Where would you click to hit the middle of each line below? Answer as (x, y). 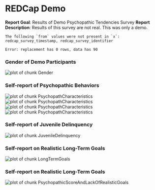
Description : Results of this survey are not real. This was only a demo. (77, 27)
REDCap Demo (35, 9)
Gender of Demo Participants (41, 62)
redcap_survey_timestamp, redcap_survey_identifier (59, 41)
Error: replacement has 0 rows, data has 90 (51, 49)
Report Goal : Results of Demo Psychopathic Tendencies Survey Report (77, 22)
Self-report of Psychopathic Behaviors (52, 85)
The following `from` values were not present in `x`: (62, 37)
